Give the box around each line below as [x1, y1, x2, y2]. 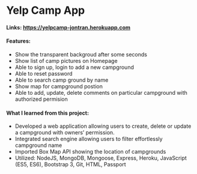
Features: [6, 37, 31, 45]
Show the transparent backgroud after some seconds [14, 50, 147, 58]
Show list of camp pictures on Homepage [14, 57, 118, 64]
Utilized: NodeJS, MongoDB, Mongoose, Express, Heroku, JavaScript [14, 154, 187, 162]
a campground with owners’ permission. [14, 129, 115, 136]
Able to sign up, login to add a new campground [14, 64, 134, 71]
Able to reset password [14, 70, 73, 77]
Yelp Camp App [6, 4, 85, 17]
